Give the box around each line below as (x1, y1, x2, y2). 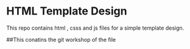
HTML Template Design (6, 4, 127, 18)
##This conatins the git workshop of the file (6, 36, 116, 43)
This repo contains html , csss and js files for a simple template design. (6, 24, 185, 31)
